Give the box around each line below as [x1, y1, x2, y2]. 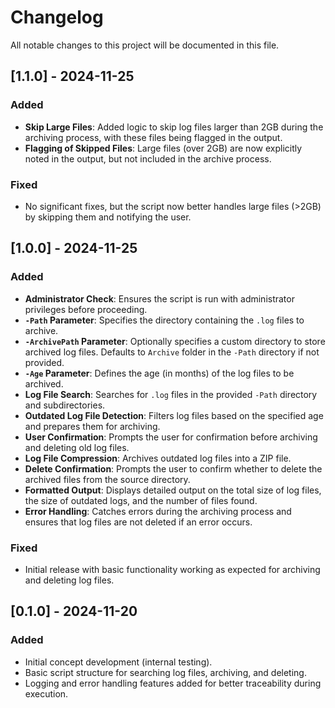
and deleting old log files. [24, 441, 130, 453]
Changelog [10, 6, 104, 29]
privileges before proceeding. [24, 303, 148, 315]
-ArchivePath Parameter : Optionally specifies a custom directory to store [24, 335, 326, 347]
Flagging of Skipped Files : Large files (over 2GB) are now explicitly [24, 142, 303, 154]
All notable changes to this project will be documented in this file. [10, 39, 280, 51]
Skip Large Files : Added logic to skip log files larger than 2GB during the [24, 121, 324, 133]
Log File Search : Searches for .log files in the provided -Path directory [24, 388, 318, 400]
